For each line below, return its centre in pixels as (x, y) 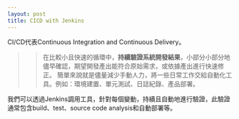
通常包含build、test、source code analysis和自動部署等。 (92, 108)
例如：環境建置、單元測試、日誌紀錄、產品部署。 (127, 83)
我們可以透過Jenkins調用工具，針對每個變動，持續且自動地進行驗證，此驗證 (119, 99)
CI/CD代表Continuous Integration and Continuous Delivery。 (96, 42)
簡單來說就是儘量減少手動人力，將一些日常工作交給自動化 (141, 75)
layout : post (27, 14)
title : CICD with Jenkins (46, 21)
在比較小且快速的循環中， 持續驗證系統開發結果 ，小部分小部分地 (136, 57)
